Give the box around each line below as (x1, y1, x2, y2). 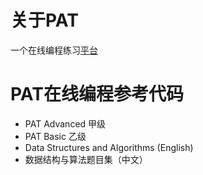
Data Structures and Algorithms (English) (24, 141, 194, 153)
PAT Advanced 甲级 (24, 117, 107, 130)
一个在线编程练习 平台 (10, 44, 98, 56)
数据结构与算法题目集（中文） (24, 153, 148, 165)
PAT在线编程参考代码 (10, 83, 184, 106)
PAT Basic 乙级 (24, 130, 87, 142)
